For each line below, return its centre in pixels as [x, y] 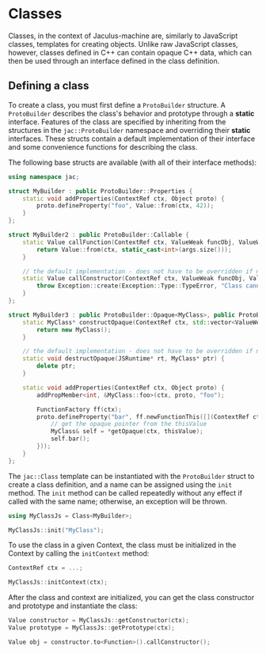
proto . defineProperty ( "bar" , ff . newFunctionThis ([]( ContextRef [143, 416]
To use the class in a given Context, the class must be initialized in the [122, 545]
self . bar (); [70, 439]
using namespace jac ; [44, 177]
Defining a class [49, 86]
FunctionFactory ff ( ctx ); [80, 409]
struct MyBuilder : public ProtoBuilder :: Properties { [101, 191]
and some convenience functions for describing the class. [103, 146]
